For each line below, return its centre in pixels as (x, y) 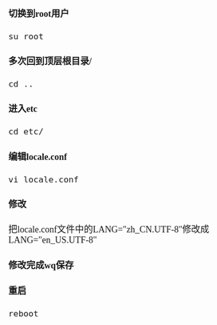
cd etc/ (26, 131)
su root (26, 37)
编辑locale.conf (38, 157)
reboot (24, 313)
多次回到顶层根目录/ (50, 62)
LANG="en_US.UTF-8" (53, 239)
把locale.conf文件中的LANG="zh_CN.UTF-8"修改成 (109, 229)
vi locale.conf (43, 179)
